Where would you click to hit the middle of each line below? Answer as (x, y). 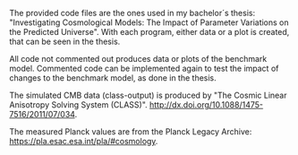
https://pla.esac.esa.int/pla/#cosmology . (84, 141)
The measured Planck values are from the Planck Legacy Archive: (131, 132)
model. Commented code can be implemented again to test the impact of (144, 68)
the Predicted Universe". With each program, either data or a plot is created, (149, 32)
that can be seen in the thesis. (65, 41)
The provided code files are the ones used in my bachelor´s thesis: (132, 13)
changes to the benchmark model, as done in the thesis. (113, 78)
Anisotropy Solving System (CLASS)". (78, 105)
